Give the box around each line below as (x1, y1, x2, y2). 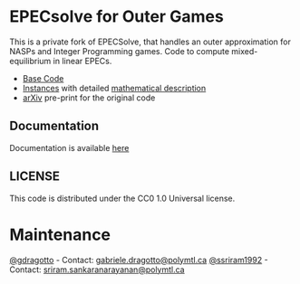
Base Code (22, 72, 64, 83)
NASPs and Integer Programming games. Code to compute (9, 45, 229, 56)
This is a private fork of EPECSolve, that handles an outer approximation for (9, 36, 292, 47)
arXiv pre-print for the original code (22, 92, 156, 103)
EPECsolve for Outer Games (9, 6, 224, 27)
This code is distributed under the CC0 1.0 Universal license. (9, 193, 236, 204)
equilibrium (9, 55, 52, 66)
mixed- (230, 45, 258, 56)
